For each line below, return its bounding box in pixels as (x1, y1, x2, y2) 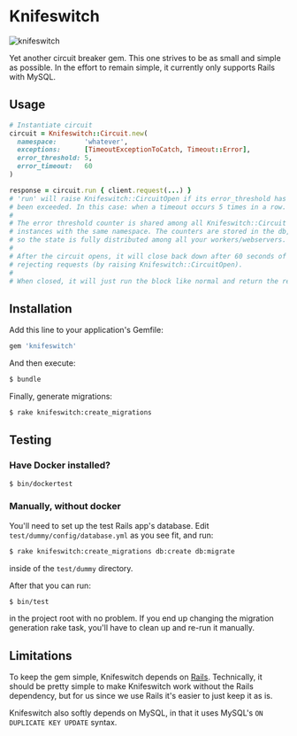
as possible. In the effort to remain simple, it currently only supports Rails (9, 62, 276, 73)
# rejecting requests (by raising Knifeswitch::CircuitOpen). (9, 260, 243, 269)
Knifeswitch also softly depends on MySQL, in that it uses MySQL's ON (9, 708, 263, 718)
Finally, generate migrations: (9, 391, 113, 401)
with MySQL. (9, 71, 56, 81)
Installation (9, 301, 72, 316)
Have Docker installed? (9, 459, 110, 471)
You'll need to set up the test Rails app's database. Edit (9, 520, 209, 531)
